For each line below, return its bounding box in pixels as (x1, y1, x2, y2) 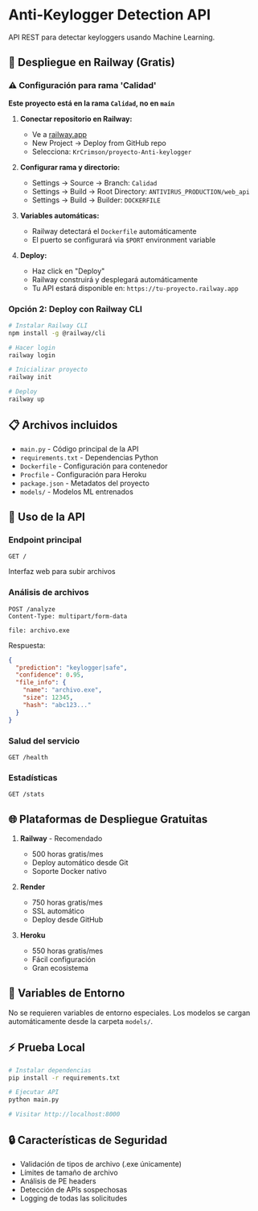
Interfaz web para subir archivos (8, 567, 116, 576)
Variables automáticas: (19, 210, 100, 220)
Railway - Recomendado (19, 834, 103, 843)
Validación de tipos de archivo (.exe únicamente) (19, 1159, 182, 1168)
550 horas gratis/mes (31, 946, 104, 955)
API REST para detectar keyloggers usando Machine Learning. (8, 32, 215, 42)
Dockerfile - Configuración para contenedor (19, 461, 168, 471)
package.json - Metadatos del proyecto (19, 478, 150, 488)
